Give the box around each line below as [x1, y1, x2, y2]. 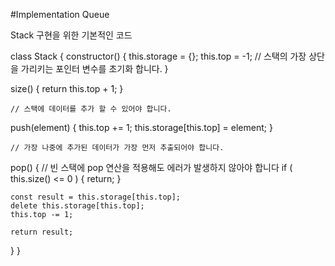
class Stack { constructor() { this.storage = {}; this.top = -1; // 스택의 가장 [10, 50, 307, 62]
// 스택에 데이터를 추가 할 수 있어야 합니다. [10, 104, 172, 114]
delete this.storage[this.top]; [10, 201, 145, 211]
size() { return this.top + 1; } [10, 83, 124, 94]
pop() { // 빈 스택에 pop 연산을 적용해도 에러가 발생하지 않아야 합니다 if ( [10, 162, 293, 173]
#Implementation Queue [10, 9, 110, 20]
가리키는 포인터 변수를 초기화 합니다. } [20, 63, 169, 74]
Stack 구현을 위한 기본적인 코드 [10, 29, 133, 41]
